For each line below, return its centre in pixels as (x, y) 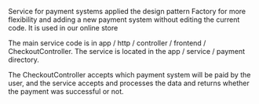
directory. (24, 59)
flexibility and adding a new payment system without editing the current (124, 20)
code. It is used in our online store (63, 28)
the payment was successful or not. (66, 91)
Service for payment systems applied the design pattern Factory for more (127, 11)
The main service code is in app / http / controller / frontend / (107, 43)
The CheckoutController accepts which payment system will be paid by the (129, 75)
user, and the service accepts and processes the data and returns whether (129, 83)
